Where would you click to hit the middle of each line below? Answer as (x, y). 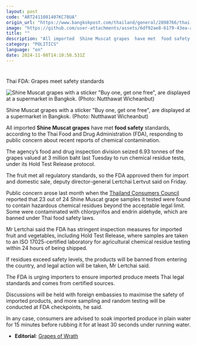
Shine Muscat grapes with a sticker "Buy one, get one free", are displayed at (98, 110)
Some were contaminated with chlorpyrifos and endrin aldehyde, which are (97, 211)
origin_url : (21, 22)
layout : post (22, 11)
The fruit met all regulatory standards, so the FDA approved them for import (97, 175)
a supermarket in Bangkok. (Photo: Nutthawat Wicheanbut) (77, 116)
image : (14, 28)
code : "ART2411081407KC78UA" (42, 17)
